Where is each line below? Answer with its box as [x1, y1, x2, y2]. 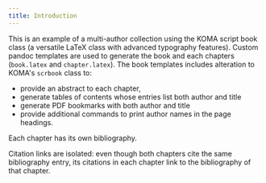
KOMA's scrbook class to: [8, 67, 93, 77]
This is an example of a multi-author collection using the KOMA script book [8, 34, 258, 43]
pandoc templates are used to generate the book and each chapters [8, 51, 235, 60]
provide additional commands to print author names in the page [19, 109, 231, 119]
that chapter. [8, 165, 51, 175]
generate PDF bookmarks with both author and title [19, 100, 191, 110]
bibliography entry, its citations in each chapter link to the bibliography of [8, 157, 251, 167]
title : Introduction [8, 11, 78, 20]
